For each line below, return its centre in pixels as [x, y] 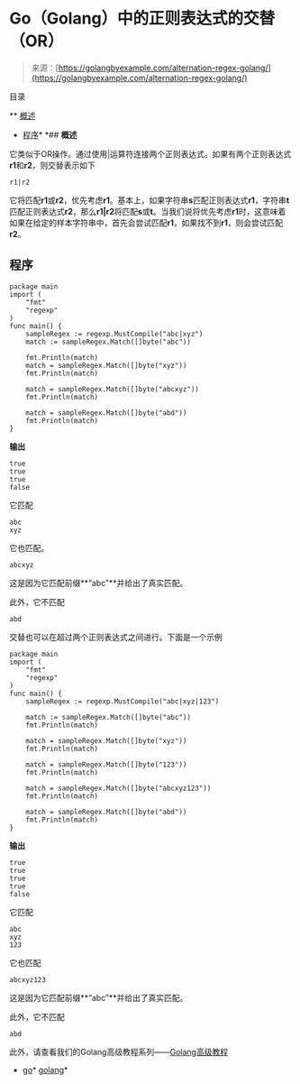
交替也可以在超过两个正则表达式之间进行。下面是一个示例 [116, 637]
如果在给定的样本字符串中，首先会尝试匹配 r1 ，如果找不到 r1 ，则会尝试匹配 [146, 223]
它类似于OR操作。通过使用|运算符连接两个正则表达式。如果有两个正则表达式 [150, 153]
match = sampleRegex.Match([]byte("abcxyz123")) [118, 788]
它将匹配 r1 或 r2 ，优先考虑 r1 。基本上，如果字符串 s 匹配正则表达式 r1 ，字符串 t [150, 200]
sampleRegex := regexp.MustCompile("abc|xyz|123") [123, 701]
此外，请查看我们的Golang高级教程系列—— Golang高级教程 [118, 1052]
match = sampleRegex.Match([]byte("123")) [106, 764]
